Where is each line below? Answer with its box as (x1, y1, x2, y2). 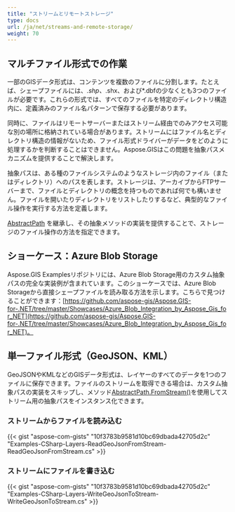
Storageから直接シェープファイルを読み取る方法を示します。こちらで (7, 287, 208, 296)
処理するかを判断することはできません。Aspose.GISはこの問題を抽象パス (7, 145, 219, 154)
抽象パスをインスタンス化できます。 (43, 396, 148, 405)
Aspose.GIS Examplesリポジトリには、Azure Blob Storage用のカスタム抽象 (7, 270, 225, 278)
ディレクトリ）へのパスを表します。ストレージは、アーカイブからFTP (13, 178, 214, 186)
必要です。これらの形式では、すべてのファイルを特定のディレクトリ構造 (19, 96, 227, 104)
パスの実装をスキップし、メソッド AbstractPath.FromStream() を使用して (13, 388, 222, 396)
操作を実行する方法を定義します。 (13, 204, 112, 213)
